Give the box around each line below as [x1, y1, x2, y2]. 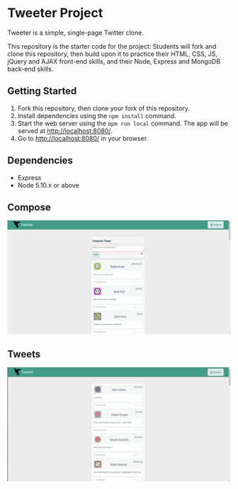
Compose [7, 201, 51, 213]
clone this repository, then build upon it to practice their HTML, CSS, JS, [7, 50, 218, 58]
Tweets [7, 348, 41, 360]
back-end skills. [7, 64, 54, 73]
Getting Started [7, 85, 77, 97]
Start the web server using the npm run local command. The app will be [17, 119, 229, 127]
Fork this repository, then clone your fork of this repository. [17, 104, 190, 113]
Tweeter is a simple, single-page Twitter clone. [7, 28, 144, 37]
